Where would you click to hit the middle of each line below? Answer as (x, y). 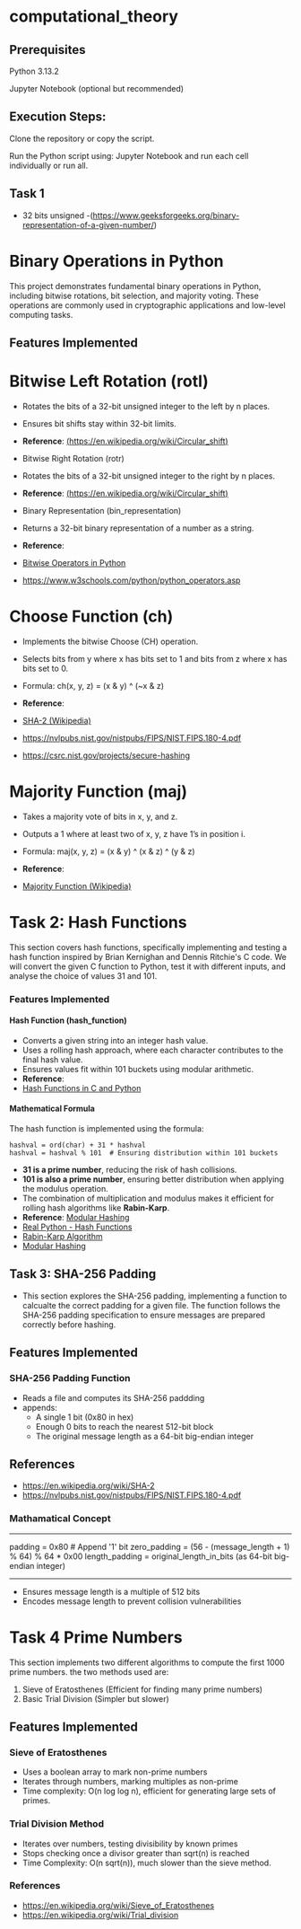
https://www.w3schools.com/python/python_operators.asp (131, 580)
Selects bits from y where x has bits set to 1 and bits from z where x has (155, 658)
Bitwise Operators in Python (74, 562)
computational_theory (94, 17)
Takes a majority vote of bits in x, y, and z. (100, 816)
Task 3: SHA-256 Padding (83, 1274)
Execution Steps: (58, 117)
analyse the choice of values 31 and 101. (83, 975)
